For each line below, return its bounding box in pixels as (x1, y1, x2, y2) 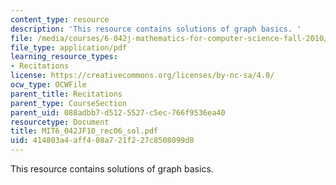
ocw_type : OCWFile (10, 80, 87, 90)
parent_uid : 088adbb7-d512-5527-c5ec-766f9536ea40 (10, 107, 226, 118)
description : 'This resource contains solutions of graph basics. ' (10, 24, 302, 34)
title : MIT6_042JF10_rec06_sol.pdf (10, 126, 159, 136)
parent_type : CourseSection (10, 98, 128, 108)
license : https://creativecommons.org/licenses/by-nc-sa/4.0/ (10, 71, 275, 81)
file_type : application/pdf (10, 42, 128, 53)
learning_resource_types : (10, 52, 118, 62)
